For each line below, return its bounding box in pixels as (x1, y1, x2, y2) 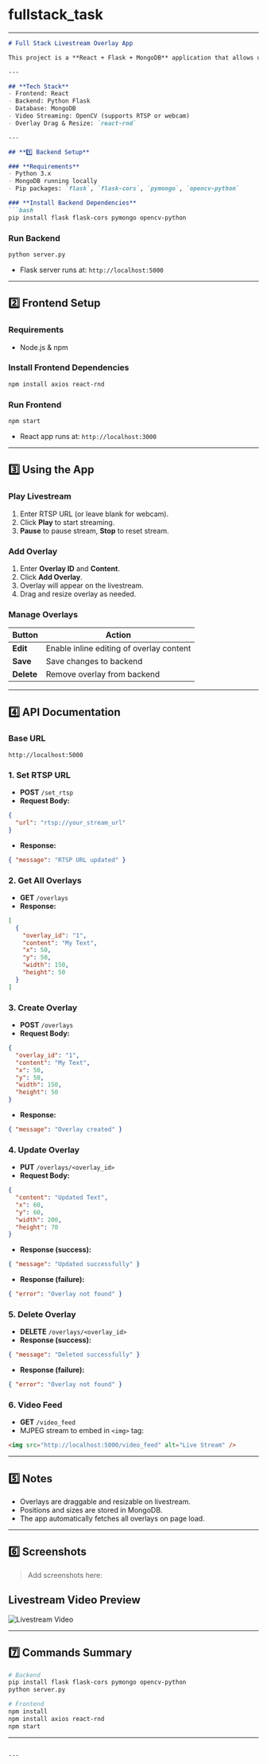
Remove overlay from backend (45, 669, 161, 680)
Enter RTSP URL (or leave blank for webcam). (19, 509, 169, 519)
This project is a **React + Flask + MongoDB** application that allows (8, 53, 254, 61)
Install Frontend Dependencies (8, 362, 130, 373)
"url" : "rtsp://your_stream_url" (15, 819, 126, 827)
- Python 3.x (8, 169, 52, 178)
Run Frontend (8, 399, 62, 410)
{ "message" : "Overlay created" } (8, 1125, 123, 1133)
